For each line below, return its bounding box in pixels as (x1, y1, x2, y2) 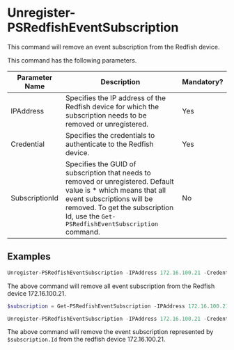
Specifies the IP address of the (65, 93, 166, 102)
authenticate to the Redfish (65, 139, 154, 149)
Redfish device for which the (65, 102, 159, 111)
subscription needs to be (65, 110, 148, 120)
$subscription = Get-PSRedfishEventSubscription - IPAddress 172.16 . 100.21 (7, 303, 229, 310)
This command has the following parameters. (7, 56, 137, 64)
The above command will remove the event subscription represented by (7, 328, 214, 336)
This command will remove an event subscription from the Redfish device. (7, 42, 220, 51)
